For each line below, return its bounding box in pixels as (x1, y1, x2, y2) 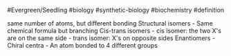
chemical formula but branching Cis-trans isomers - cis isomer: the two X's (7, 27, 221, 35)
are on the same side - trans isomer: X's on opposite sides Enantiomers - (7, 34, 216, 42)
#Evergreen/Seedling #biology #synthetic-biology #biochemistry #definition (7, 6, 225, 14)
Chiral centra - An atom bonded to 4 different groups (7, 41, 158, 49)
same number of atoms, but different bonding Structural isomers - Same (7, 19, 213, 27)
